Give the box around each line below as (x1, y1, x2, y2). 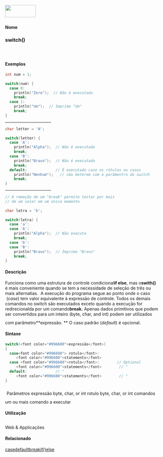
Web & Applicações (5, 424, 45, 430)
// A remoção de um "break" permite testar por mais (5, 194, 115, 200)
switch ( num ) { (5, 81, 34, 86)
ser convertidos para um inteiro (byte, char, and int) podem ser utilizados (5, 311, 153, 317)
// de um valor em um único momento (5, 199, 80, 204)
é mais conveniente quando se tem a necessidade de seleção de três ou (5, 285, 151, 291)
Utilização (5, 410, 26, 416)
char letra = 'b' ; (5, 208, 43, 213)
